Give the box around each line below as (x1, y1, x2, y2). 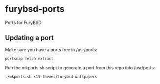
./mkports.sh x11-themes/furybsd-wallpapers (5, 74, 97, 79)
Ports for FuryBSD (5, 20, 42, 25)
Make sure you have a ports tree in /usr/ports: (5, 46, 97, 52)
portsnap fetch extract (5, 56, 54, 61)
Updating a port (5, 34, 54, 42)
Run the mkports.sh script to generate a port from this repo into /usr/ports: (5, 64, 155, 70)
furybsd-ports (5, 3, 65, 15)
